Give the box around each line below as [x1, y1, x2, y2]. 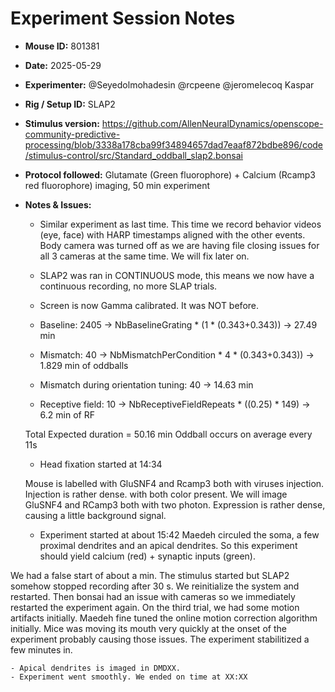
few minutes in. [10, 643, 73, 656]
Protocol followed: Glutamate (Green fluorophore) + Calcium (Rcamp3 [24, 168, 317, 181]
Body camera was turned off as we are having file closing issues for [39, 239, 320, 251]
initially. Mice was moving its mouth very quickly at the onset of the [10, 622, 287, 634]
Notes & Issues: [24, 198, 92, 211]
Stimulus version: [24, 117, 100, 129]
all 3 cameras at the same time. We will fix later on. [39, 250, 250, 262]
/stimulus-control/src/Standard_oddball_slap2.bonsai [24, 149, 243, 161]
